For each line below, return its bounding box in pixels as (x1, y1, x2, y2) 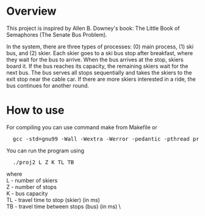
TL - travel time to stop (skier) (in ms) (6, 196, 101, 203)
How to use (6, 103, 65, 117)
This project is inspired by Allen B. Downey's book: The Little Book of (6, 24, 180, 32)
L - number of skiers (6, 176, 58, 184)
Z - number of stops (6, 183, 57, 190)
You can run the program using (6, 147, 84, 154)
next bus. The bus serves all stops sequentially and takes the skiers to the (6, 69, 192, 76)
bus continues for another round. (6, 81, 90, 89)
